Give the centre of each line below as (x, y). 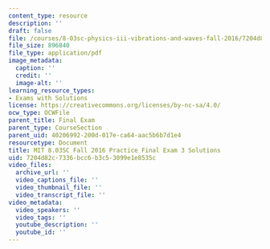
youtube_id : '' (41, 233)
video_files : (30, 165)
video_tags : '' (41, 218)
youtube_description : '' (57, 225)
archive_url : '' (43, 173)
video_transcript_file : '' (61, 195)
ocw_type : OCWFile (39, 113)
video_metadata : (35, 202)
